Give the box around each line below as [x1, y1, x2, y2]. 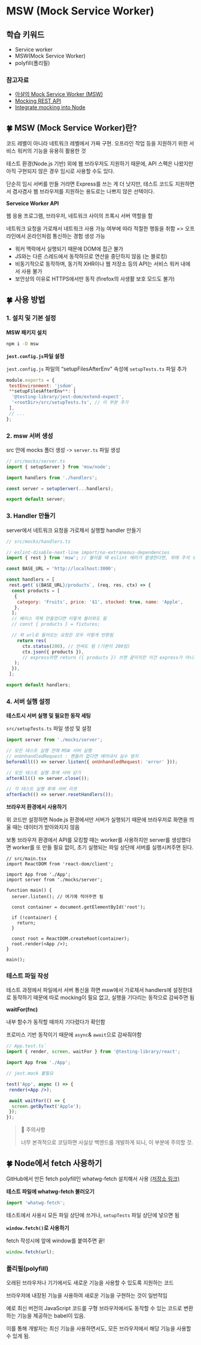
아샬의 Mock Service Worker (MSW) [14, 91, 103, 98]
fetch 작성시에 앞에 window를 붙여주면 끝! [6, 1237, 105, 1244]
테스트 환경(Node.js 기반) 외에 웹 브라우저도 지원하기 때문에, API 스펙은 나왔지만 [6, 160, 193, 168]
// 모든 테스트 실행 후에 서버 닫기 [6, 770, 81, 776]
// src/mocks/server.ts [6, 458, 66, 464]
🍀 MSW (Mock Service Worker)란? [6, 122, 138, 133]
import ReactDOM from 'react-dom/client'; [6, 861, 114, 867]
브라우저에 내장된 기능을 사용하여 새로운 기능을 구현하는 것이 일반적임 [6, 1292, 167, 1299]
